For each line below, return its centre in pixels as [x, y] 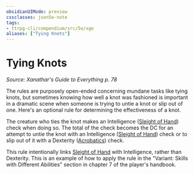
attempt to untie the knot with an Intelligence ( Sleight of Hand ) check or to [97, 134]
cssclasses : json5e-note [37, 17]
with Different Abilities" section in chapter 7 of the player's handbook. [91, 164]
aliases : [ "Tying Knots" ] [38, 34]
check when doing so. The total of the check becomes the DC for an [90, 128]
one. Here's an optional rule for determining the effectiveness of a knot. [93, 110]
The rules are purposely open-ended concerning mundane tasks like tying [97, 91]
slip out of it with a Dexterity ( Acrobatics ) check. [65, 141]
